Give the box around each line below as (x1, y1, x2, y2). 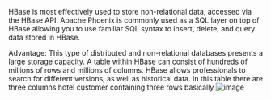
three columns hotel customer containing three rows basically (8, 82, 214, 92)
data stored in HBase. (8, 32, 81, 42)
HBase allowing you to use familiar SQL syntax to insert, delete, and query (8, 24, 256, 33)
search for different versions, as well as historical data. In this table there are (8, 74, 264, 83)
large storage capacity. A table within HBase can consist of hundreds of (8, 56, 248, 66)
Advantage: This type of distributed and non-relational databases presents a (8, 48, 264, 57)
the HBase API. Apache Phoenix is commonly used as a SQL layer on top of (8, 15, 260, 25)
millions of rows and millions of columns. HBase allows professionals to (8, 65, 246, 75)
